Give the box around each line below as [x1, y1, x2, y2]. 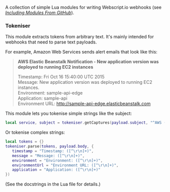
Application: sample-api [17, 95, 67, 102]
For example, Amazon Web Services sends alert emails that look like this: [5, 49, 158, 55]
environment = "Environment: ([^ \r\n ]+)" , [12, 158, 103, 163]
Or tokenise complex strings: [5, 129, 65, 135]
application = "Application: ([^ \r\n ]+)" [12, 167, 101, 172]
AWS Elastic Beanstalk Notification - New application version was [17, 59, 159, 65]
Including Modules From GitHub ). [5, 10, 74, 16]
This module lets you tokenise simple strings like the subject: [5, 111, 132, 117]
